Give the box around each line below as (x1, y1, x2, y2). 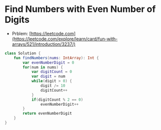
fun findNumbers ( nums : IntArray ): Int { (13, 55, 99, 60)
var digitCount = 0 (31, 69, 72, 74)
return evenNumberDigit (22, 111, 72, 116)
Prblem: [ (11, 30, 31, 36)
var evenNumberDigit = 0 (22, 60, 74, 65)
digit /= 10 (40, 83, 65, 88)
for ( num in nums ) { (22, 65, 63, 70)
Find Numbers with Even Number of (4, 3, 156, 15)
